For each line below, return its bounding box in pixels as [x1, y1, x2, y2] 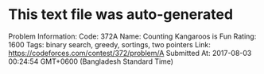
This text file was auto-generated [8, 6, 233, 24]
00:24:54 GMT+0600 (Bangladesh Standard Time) [8, 57, 173, 66]
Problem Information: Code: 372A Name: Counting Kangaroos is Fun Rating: [8, 31, 257, 41]
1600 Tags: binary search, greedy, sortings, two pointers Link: [8, 39, 211, 49]
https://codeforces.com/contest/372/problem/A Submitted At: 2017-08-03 [8, 48, 252, 57]
